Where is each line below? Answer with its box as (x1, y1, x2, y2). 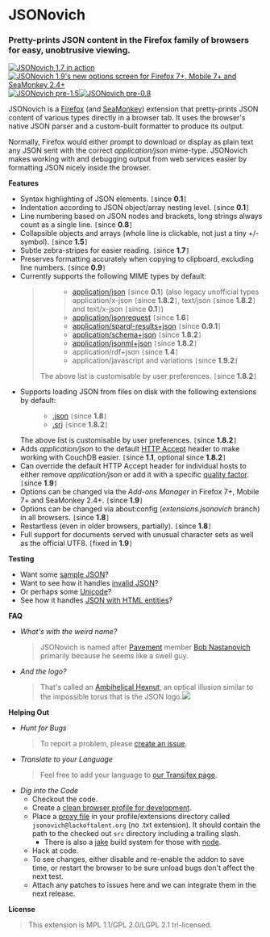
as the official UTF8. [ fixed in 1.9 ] (19, 539, 133, 548)
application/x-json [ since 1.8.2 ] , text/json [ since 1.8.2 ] (72, 296, 256, 305)
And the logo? (19, 666, 67, 676)
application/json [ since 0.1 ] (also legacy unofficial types (72, 287, 260, 296)
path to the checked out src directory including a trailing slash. (31, 829, 240, 838)
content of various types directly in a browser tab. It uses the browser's (8, 113, 246, 123)
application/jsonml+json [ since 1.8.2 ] (72, 338, 197, 348)
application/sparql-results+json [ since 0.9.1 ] (72, 321, 222, 331)
